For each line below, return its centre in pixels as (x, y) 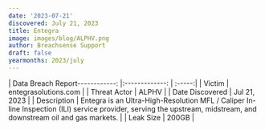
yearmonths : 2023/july (46, 61)
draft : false (30, 53)
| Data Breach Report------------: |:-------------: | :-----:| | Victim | (118, 83)
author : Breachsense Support (57, 46)
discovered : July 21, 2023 (53, 23)
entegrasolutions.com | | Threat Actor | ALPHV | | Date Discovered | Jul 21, (132, 91)
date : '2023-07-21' (41, 16)
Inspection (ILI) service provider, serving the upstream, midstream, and (139, 108)
